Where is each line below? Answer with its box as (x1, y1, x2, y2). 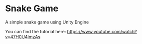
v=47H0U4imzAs (5, 34, 41, 40)
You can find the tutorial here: (5, 28, 66, 34)
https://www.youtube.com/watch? (67, 28, 137, 34)
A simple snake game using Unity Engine (5, 19, 89, 25)
